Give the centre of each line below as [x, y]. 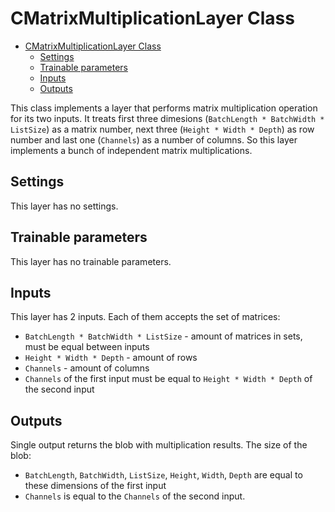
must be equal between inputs [87, 347]
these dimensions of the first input [95, 486]
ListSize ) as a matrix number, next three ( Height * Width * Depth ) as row [162, 129]
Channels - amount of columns [87, 368]
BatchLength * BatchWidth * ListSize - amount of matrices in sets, [163, 336]
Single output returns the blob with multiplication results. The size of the [159, 445]
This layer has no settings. [64, 206]
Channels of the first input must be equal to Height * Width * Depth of [168, 379]
